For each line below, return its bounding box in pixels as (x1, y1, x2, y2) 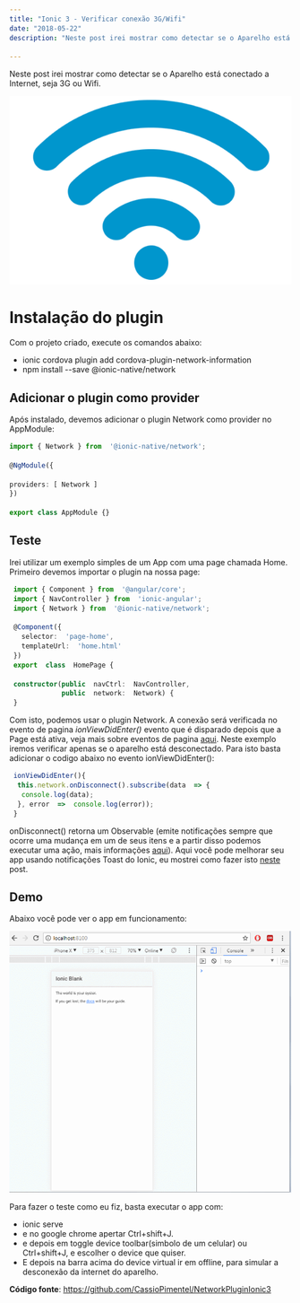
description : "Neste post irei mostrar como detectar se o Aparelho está (9, 33, 291, 42)
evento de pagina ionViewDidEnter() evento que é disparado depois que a (9, 724, 282, 735)
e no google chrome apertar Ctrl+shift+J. (21, 1228, 175, 1238)
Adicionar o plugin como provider (9, 390, 200, 406)
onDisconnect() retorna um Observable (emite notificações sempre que (9, 826, 273, 836)
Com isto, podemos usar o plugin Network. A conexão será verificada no (9, 714, 278, 726)
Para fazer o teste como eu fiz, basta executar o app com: (9, 1201, 224, 1211)
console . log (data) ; (21, 790, 94, 799)
